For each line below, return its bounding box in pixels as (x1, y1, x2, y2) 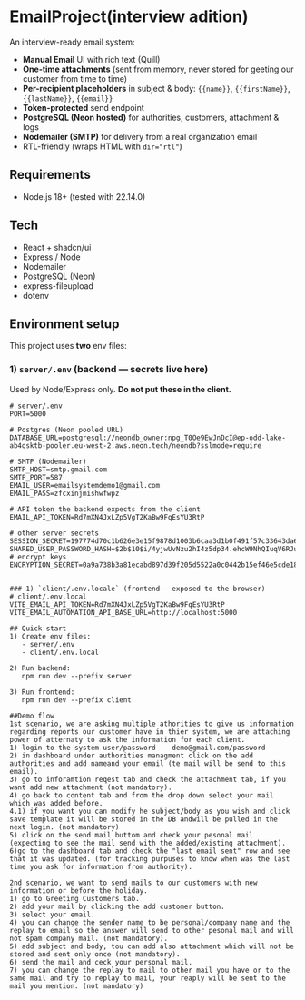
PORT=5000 (9, 409, 47, 419)
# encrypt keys (9, 552, 67, 561)
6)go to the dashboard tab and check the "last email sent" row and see (9, 847, 290, 856)
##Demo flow (9, 711, 54, 720)
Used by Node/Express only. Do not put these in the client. (9, 383, 231, 394)
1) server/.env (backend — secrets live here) (9, 363, 209, 376)
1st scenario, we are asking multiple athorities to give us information (9, 719, 295, 728)
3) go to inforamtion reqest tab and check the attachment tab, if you (9, 775, 286, 784)
